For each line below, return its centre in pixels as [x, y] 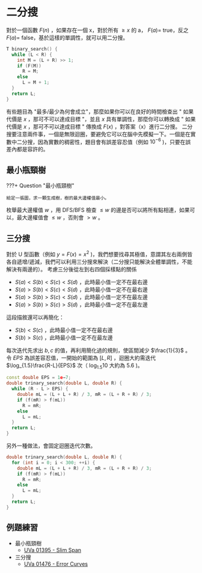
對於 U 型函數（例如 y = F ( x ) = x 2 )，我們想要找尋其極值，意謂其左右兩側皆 [99, 253]
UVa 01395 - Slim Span [53, 550]
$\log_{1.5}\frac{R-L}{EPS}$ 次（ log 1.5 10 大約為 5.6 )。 [75, 366]
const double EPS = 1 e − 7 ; [38, 378]
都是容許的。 [32, 149]
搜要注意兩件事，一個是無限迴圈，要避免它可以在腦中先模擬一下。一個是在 [98, 134]
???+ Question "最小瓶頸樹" [40, 186]
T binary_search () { [32, 49]
